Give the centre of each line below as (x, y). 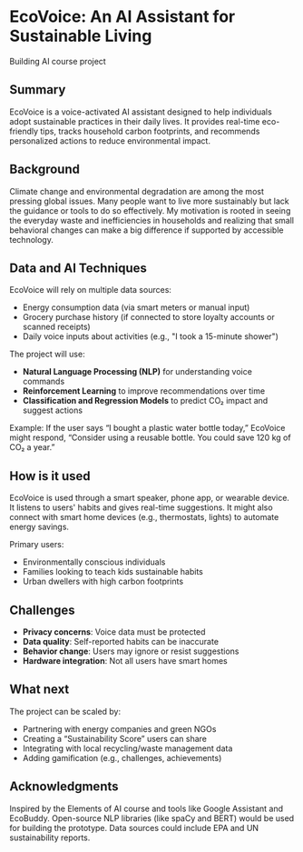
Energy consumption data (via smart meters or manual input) (136, 307)
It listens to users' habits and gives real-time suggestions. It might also (142, 507)
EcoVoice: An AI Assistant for (122, 17)
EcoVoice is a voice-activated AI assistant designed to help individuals (141, 112)
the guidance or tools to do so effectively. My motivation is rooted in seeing (150, 210)
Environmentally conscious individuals (94, 562)
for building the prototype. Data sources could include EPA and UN (134, 827)
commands (44, 381)
